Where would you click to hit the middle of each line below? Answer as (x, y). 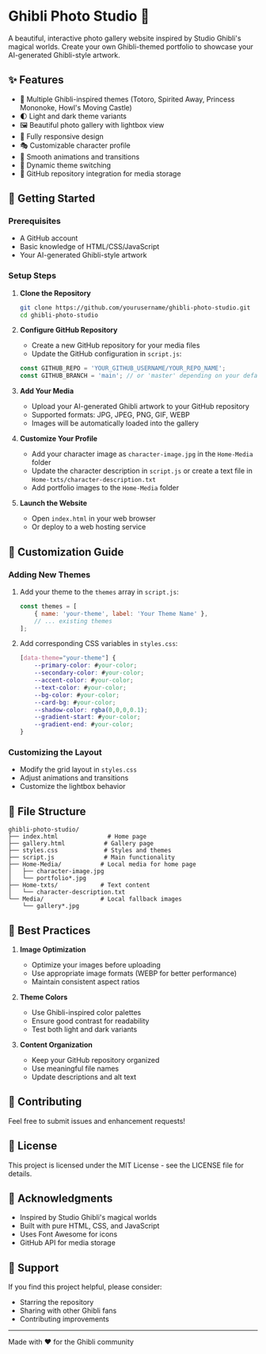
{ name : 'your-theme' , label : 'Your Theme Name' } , (121, 614)
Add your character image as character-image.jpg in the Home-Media (142, 454)
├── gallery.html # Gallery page (81, 844)
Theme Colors (44, 997)
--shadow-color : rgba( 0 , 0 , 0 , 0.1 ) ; (91, 710)
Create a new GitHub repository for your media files (116, 345)
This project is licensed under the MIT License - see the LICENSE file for (126, 1165)
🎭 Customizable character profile (75, 145)
